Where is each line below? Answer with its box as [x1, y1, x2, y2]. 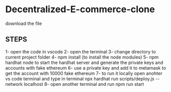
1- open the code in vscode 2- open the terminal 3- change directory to [5, 48, 156, 54]
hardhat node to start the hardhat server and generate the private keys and [5, 59, 163, 66]
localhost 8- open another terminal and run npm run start [24, 81, 144, 87]
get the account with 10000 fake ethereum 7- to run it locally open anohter [5, 70, 163, 76]
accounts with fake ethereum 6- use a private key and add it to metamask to [5, 65, 166, 71]
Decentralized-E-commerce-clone [5, 4, 155, 15]
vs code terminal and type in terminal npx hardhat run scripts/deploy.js [5, 75, 155, 82]
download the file [5, 20, 42, 26]
